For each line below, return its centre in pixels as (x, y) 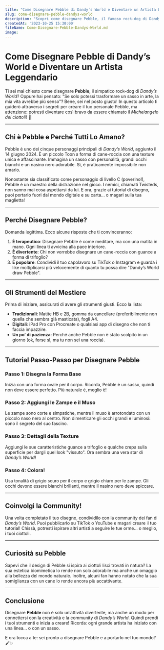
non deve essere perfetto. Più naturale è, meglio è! (56, 390)
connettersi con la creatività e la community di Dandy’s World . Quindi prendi (82, 618)
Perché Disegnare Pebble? (46, 220)
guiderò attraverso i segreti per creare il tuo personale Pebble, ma (71, 106)
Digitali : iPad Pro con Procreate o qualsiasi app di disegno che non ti (81, 325)
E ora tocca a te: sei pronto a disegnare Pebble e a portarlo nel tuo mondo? (81, 638)
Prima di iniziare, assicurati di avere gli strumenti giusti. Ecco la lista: (74, 304)
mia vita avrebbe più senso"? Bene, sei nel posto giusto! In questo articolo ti (81, 101)
